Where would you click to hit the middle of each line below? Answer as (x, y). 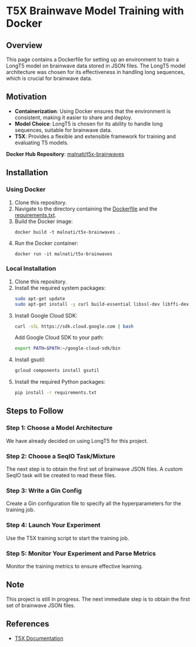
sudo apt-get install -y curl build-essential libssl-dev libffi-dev (102, 304)
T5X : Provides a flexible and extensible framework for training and (95, 136)
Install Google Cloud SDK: (46, 315)
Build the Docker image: (44, 221)
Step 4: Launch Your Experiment (54, 525)
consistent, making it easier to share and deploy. (73, 117)
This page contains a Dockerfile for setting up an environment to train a (93, 59)
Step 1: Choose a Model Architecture (59, 428)
